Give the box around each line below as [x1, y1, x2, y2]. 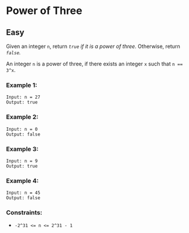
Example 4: [6, 176, 39, 185]
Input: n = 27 [6, 95, 41, 100]
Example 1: [6, 81, 37, 89]
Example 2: [6, 113, 39, 121]
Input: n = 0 [6, 126, 38, 132]
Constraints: [6, 208, 43, 217]
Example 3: [6, 145, 39, 153]
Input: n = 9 [6, 158, 38, 164]
